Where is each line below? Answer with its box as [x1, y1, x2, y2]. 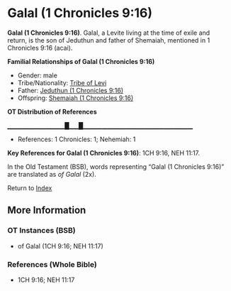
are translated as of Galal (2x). [7, 170, 97, 178]
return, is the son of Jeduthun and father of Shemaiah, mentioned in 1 [7, 35, 210, 44]
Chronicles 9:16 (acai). [7, 43, 73, 52]
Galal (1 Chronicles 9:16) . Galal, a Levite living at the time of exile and [7, 28, 210, 37]
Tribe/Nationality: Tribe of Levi [17, 78, 107, 87]
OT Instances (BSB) [7, 226, 76, 236]
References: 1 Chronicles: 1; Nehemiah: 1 [17, 135, 136, 143]
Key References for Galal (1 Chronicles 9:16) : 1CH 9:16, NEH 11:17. [7, 148, 201, 157]
